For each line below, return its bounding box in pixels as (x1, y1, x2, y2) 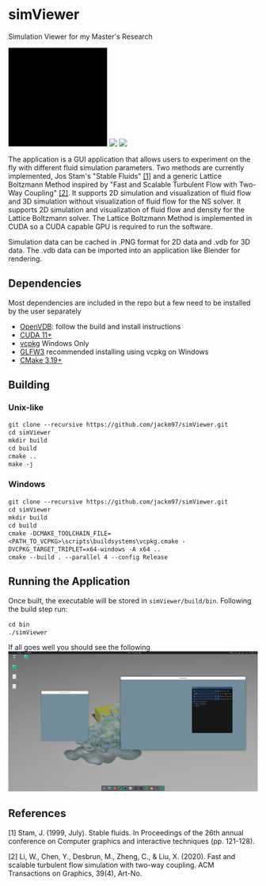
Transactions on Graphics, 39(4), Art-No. (8, 869, 142, 878)
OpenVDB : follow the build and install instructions (19, 321, 181, 331)
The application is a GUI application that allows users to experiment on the (8, 154, 251, 164)
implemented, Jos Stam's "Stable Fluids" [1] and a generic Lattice (8, 171, 222, 181)
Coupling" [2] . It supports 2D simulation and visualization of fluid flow (24, 188, 252, 197)
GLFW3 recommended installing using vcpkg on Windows (19, 347, 209, 356)
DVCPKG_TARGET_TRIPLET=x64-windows (8, 545, 126, 553)
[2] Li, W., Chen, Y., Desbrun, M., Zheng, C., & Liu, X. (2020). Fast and (8, 851, 236, 861)
